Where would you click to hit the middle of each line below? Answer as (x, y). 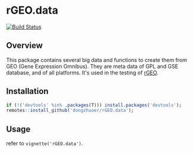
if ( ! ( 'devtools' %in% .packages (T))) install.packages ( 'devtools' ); (94, 105)
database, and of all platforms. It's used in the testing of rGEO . (82, 73)
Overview (25, 46)
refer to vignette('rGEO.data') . (45, 143)
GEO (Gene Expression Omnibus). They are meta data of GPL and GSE (92, 66)
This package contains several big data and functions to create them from (96, 60)
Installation (27, 91)
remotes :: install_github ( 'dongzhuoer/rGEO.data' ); (70, 111)
